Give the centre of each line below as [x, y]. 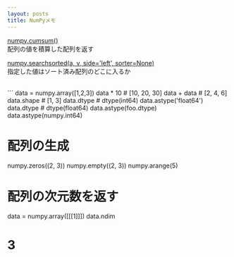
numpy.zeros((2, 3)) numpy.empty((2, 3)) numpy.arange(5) [93, 165]
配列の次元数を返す [63, 196]
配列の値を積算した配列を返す [50, 49]
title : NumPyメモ [32, 20]
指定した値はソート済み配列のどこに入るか [69, 71]
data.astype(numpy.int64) [45, 115]
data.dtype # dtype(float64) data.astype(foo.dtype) [82, 108]
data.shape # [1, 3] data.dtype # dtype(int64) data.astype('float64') [105, 100]
